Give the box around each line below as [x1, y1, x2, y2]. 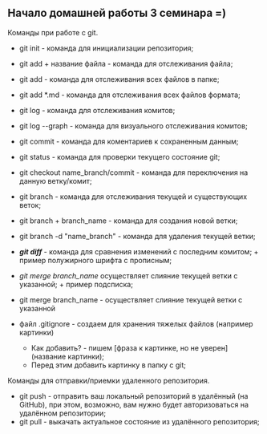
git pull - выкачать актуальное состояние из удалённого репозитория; [18, 416, 260, 426]
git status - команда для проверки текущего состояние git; [18, 152, 220, 161]
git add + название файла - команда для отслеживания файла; [18, 59, 233, 68]
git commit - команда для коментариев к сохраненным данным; [18, 136, 239, 146]
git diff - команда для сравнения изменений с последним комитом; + [18, 246, 259, 256]
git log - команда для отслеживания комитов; [18, 105, 176, 115]
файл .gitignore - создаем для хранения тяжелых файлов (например [18, 318, 253, 328]
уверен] [200, 343, 229, 352]
